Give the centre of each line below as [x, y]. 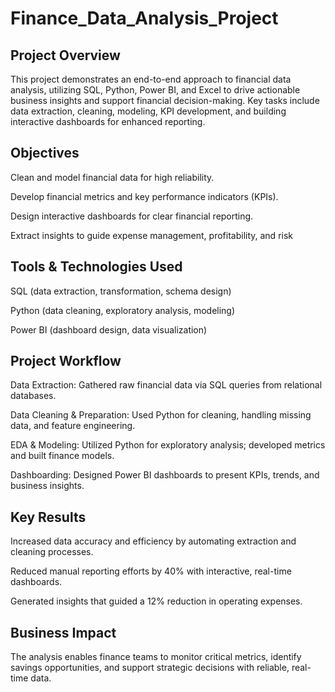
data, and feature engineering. [73, 426]
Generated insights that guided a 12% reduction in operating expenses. [156, 601]
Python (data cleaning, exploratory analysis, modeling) [123, 310]
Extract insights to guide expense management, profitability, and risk [151, 235]
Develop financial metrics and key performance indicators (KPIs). [144, 196]
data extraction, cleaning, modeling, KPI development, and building [148, 111]
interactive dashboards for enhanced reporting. [108, 121]
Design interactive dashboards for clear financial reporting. [132, 216]
